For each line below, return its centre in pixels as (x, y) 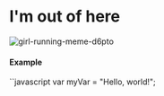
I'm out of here (65, 17)
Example (26, 62)
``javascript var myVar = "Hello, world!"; (83, 82)
